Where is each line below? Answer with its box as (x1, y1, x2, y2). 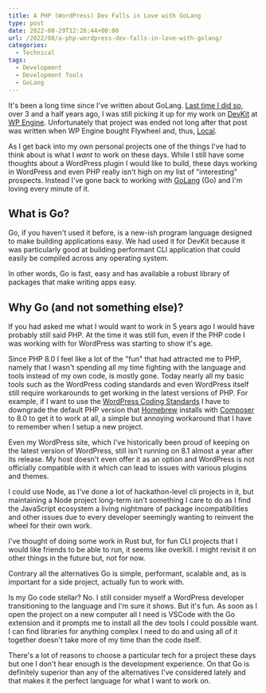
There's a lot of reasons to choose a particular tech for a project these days (8, 651, 256, 660)
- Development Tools (15, 71, 84, 79)
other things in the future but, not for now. (8, 553, 146, 563)
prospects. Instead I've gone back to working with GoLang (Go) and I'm (8, 175, 243, 184)
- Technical (15, 49, 56, 57)
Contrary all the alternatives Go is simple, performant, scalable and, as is (8, 568, 247, 579)
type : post (8, 19, 45, 27)
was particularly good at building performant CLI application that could (8, 245, 241, 255)
